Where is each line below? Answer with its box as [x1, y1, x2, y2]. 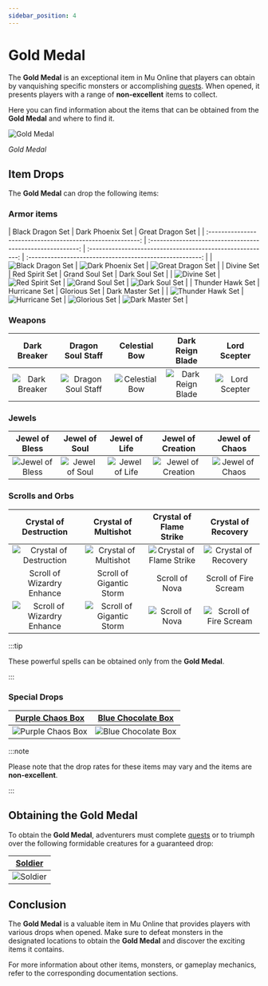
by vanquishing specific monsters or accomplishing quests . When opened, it [8, 81, 260, 90]
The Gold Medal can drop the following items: [8, 188, 160, 198]
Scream [215, 582, 245, 593]
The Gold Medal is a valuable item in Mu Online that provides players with [8, 919, 251, 929]
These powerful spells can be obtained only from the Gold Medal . [8, 656, 225, 666]
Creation [162, 443, 196, 454]
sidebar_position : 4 [8, 11, 77, 20]
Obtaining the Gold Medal [8, 809, 138, 822]
